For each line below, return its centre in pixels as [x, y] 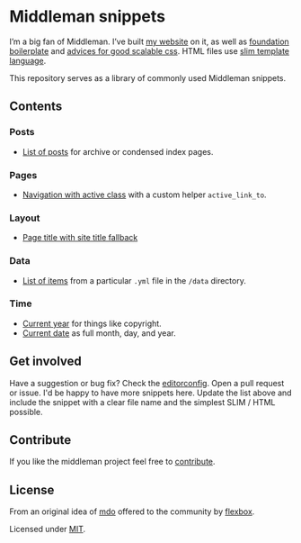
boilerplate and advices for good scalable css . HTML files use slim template [150, 50]
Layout [25, 218]
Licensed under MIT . [48, 529]
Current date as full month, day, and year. [99, 333]
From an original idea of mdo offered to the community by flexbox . [132, 511]
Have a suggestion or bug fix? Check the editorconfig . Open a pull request [147, 383]
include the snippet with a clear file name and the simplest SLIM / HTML [142, 402]
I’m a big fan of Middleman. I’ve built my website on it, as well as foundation [149, 41]
